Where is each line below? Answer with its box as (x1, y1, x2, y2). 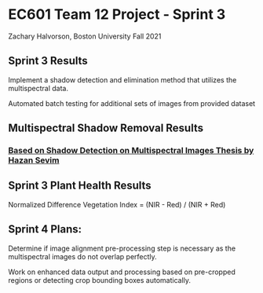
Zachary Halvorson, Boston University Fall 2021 (8, 31, 162, 41)
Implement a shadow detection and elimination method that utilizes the (8, 75, 237, 84)
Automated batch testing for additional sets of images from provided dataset (8, 98, 256, 108)
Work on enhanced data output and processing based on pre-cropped (8, 267, 236, 277)
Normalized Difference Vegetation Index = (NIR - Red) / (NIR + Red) (8, 200, 226, 209)
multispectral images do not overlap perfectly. (8, 251, 157, 261)
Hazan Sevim (8, 155, 60, 166)
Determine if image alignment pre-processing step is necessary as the (8, 244, 236, 253)
